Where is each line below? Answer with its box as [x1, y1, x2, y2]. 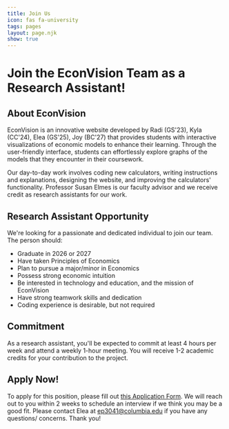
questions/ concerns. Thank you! [7, 414, 101, 422]
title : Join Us [7, 10, 51, 17]
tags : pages [7, 23, 41, 30]
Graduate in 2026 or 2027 [17, 249, 92, 257]
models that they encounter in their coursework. [7, 155, 144, 163]
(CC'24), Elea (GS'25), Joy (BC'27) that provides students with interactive [7, 133, 217, 141]
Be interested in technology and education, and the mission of [17, 279, 195, 287]
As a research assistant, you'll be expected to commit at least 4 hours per [7, 339, 217, 347]
